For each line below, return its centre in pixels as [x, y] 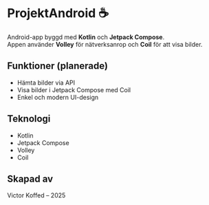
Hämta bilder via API [46, 83]
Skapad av [30, 179]
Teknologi [29, 119]
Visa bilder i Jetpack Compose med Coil [74, 89]
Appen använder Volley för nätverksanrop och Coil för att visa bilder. [105, 44]
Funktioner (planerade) [58, 66]
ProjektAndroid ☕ [58, 13]
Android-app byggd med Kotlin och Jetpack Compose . [86, 37]
